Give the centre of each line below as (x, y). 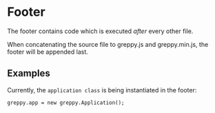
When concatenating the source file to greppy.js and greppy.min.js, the (108, 44)
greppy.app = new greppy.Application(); (66, 103)
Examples (29, 73)
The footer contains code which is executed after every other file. (100, 31)
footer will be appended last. (48, 52)
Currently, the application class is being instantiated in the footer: (102, 90)
